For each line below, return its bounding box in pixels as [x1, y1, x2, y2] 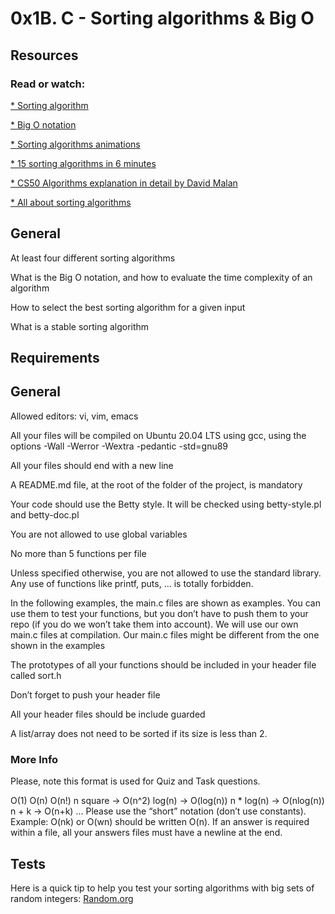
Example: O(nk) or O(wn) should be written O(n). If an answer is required [10, 816, 310, 828]
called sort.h [10, 669, 62, 681]
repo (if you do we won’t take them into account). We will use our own [10, 618, 299, 630]
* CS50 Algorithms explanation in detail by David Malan [10, 177, 238, 189]
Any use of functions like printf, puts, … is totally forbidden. [10, 577, 254, 589]
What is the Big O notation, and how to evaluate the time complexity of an [10, 271, 313, 283]
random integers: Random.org [10, 893, 134, 904]
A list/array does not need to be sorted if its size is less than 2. [10, 727, 268, 739]
